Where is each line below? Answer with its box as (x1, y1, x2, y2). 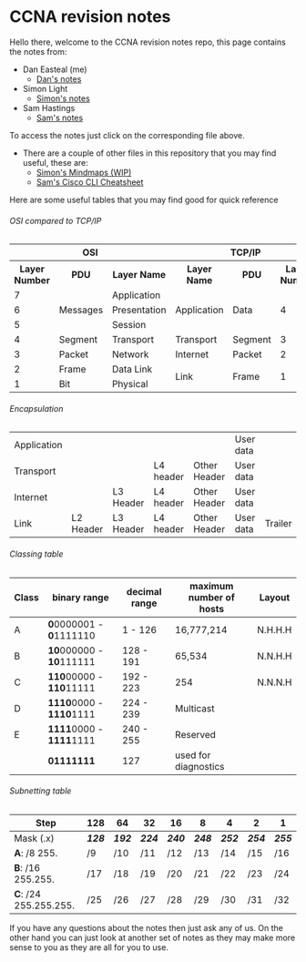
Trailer (264, 517, 292, 530)
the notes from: (9, 46, 67, 56)
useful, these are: (22, 157, 89, 168)
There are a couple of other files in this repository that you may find (22, 148, 277, 159)
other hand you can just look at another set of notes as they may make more (9, 932, 296, 943)
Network (112, 348, 149, 361)
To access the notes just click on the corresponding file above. (9, 129, 245, 140)
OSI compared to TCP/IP (9, 215, 102, 226)
